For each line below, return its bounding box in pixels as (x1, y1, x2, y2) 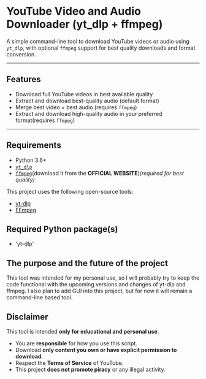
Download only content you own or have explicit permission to (15, 346, 177, 353)
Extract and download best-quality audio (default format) (15, 97, 159, 104)
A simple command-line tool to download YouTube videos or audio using (6, 37, 190, 45)
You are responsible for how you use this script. (15, 340, 138, 347)
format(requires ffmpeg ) (15, 117, 75, 124)
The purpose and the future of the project (6, 258, 169, 268)
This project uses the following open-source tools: (6, 188, 134, 195)
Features (6, 74, 41, 85)
